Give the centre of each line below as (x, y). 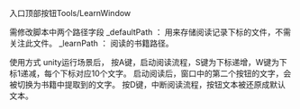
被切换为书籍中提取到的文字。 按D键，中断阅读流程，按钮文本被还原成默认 (148, 84)
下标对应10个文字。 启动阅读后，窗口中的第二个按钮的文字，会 (176, 73)
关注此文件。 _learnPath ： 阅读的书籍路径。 (91, 43)
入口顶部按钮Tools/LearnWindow (70, 13)
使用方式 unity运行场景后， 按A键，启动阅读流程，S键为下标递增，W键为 (144, 62)
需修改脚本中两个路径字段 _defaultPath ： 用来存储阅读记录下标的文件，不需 (150, 32)
